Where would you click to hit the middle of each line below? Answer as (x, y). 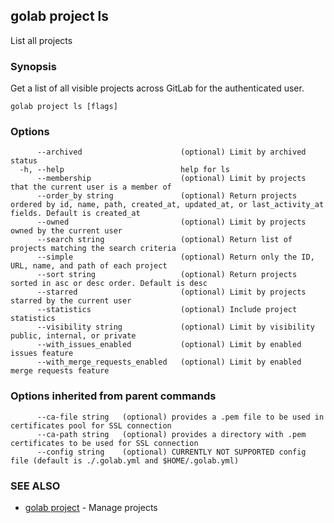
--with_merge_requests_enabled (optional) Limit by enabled (169, 362)
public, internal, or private (73, 336)
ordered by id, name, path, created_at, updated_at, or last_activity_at (167, 205)
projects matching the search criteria (93, 249)
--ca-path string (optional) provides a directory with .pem (171, 434)
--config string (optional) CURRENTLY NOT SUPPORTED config (171, 452)
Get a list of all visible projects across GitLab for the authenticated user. (157, 88)
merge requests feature (60, 371)
